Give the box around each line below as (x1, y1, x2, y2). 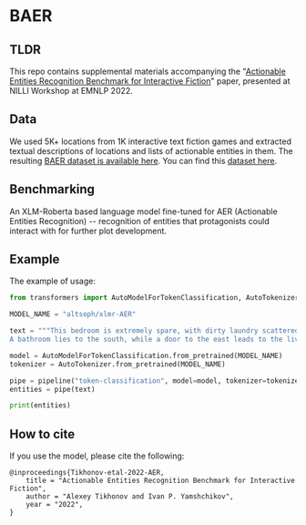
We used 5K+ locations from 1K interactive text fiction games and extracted (9, 136, 291, 147)
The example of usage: (9, 275, 96, 287)
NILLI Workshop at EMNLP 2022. (9, 86, 134, 96)
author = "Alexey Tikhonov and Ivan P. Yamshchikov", (25, 492, 234, 501)
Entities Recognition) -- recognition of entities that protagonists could (9, 215, 270, 226)
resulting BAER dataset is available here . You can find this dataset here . (9, 155, 278, 166)
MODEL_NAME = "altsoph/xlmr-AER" (9, 310, 137, 319)
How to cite (9, 426, 76, 442)
